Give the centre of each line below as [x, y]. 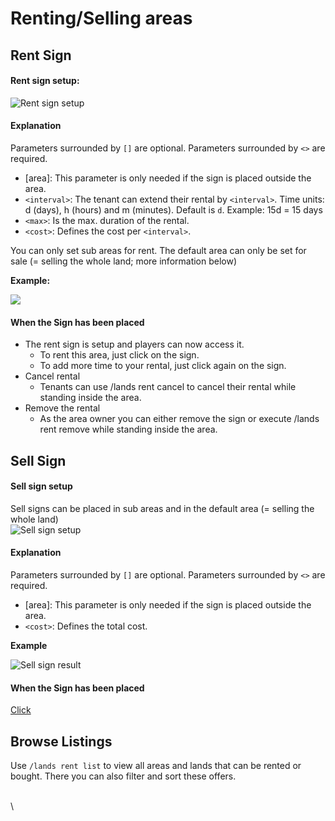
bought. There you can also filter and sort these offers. [123, 776]
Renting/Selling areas [101, 18]
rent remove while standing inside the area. [128, 429]
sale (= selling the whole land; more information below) [124, 261]
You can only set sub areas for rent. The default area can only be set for [158, 250]
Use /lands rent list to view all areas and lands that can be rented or [156, 765]
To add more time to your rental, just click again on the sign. [163, 366]
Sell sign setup [41, 486]
